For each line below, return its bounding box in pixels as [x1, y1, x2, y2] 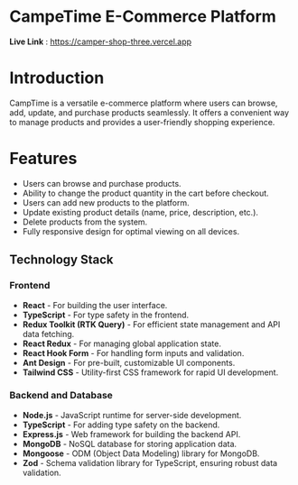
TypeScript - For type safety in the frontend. [22, 309, 190, 320]
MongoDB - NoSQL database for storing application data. [22, 438, 237, 449]
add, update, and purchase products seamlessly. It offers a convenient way [9, 106, 290, 118]
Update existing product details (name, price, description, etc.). [22, 206, 259, 217]
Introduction [9, 68, 105, 88]
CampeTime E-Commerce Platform [9, 6, 277, 27]
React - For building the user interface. [22, 299, 168, 310]
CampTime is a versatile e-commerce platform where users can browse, [9, 97, 278, 108]
